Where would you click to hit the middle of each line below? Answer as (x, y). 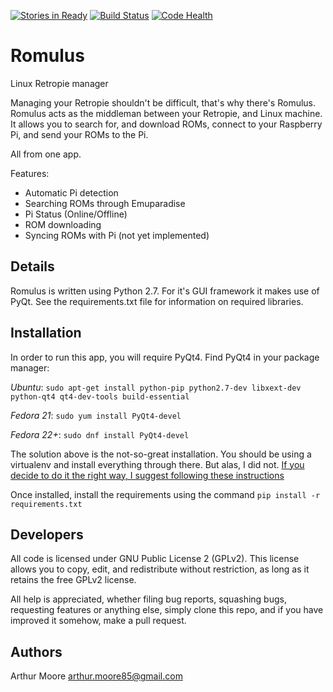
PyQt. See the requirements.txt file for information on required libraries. (157, 301)
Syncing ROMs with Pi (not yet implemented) (117, 235)
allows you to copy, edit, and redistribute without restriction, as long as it (160, 569)
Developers (47, 534)
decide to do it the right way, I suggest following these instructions (147, 475)
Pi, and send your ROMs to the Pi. (79, 134)
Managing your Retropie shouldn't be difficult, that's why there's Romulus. (163, 102)
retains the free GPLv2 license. (73, 580)
